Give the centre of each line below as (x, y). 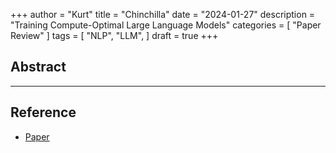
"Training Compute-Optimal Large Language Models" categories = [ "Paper (166, 25)
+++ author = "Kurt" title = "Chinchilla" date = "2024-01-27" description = (163, 14)
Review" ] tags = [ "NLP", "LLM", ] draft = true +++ (114, 35)
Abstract (38, 67)
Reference (43, 112)
